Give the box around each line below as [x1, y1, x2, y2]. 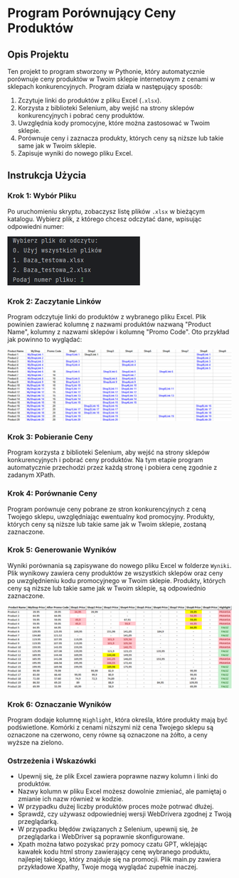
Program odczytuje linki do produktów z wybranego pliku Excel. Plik [7, 312, 206, 321]
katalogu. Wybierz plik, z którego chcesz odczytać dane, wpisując [7, 215, 202, 223]
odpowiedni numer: [7, 222, 65, 230]
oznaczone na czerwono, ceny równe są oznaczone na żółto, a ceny [7, 731, 208, 739]
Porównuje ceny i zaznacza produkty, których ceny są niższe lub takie [17, 134, 224, 142]
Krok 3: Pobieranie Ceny [7, 432, 94, 441]
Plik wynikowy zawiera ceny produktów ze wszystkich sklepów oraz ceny [7, 569, 223, 577]
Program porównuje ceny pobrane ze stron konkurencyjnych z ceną [7, 505, 206, 513]
